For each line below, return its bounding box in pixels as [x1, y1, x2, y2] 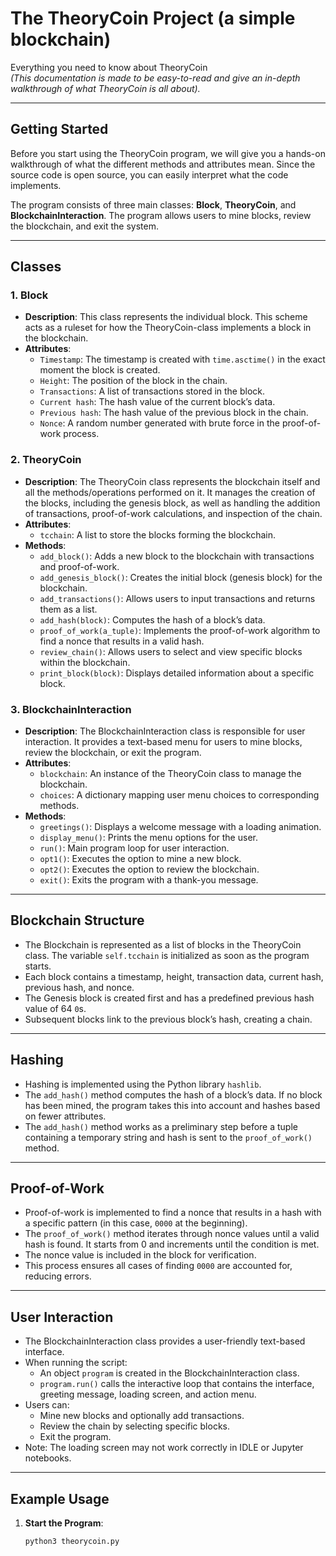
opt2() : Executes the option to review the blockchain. [39, 863, 260, 876]
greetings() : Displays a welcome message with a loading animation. [39, 821, 322, 833]
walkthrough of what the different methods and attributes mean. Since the [10, 158, 316, 170]
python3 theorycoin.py [24, 1537, 120, 1547]
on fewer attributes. [24, 1110, 107, 1122]
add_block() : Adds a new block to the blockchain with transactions [39, 550, 315, 562]
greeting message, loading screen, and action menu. [39, 1388, 257, 1401]
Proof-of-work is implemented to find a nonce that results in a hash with [24, 1207, 322, 1219]
